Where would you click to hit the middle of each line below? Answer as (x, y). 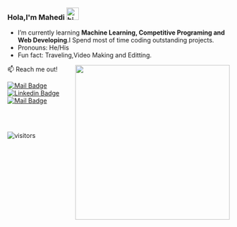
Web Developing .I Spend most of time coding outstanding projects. (116, 40)
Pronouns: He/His (43, 48)
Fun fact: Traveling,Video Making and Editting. (85, 55)
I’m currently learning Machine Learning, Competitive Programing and (121, 33)
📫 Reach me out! (32, 69)
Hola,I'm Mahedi (36, 17)
